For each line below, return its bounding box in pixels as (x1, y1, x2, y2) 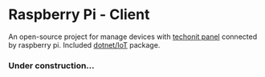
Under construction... (8, 60, 95, 71)
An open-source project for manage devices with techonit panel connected (8, 32, 258, 41)
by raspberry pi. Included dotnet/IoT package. (8, 40, 161, 49)
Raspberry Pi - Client (8, 6, 150, 24)
